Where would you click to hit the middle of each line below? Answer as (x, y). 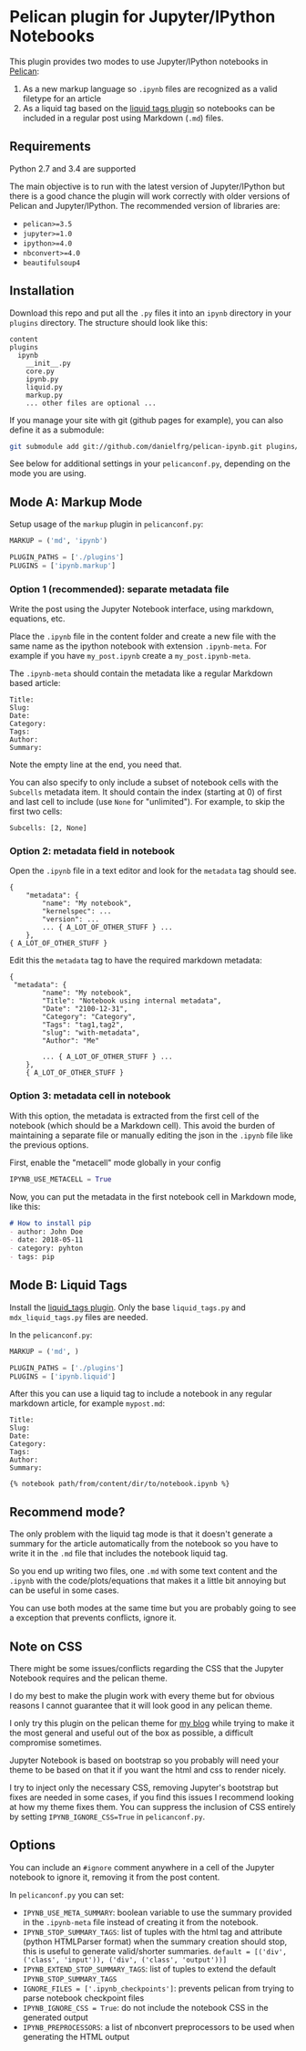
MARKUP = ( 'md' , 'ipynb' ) (58, 541)
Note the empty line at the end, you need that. (96, 765)
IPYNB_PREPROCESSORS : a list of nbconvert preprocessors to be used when (158, 2026)
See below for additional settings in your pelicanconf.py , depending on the (150, 463)
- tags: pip (32, 1257)
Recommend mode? (67, 1512)
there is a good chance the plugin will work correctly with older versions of (150, 196)
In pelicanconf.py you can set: (67, 1894)
